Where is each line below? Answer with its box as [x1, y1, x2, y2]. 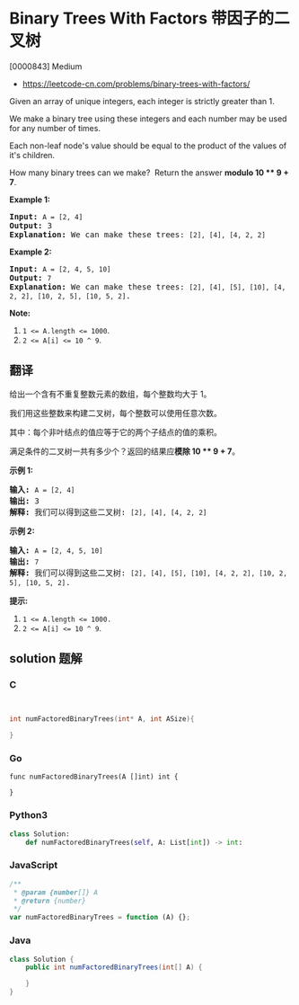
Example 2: [9, 246, 52, 257]
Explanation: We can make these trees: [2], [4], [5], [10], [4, [9, 281, 286, 292]
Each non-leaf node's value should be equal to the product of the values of [9, 140, 287, 151]
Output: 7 [9, 272, 52, 283]
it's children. [9, 149, 56, 160]
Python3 [9, 809, 48, 822]
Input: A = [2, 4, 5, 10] [9, 263, 111, 274]
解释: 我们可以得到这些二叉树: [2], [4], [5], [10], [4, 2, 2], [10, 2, [9, 567, 287, 578]
